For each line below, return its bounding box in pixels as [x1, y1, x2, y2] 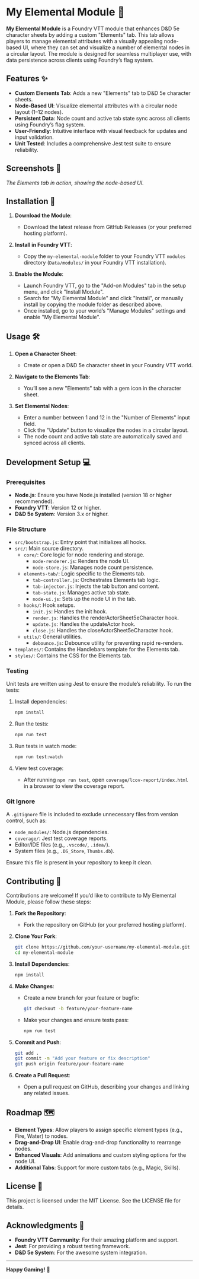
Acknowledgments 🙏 [6, 1220, 85, 1230]
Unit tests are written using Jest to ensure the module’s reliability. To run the [6, 680, 192, 688]
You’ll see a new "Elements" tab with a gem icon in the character [23, 385, 182, 392]
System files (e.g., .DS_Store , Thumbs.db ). [14, 848, 115, 855]
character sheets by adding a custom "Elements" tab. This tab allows [6, 31, 175, 38]
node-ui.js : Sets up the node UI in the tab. [32, 596, 136, 603]
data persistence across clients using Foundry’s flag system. [6, 56, 154, 63]
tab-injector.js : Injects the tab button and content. [32, 583, 160, 590]
